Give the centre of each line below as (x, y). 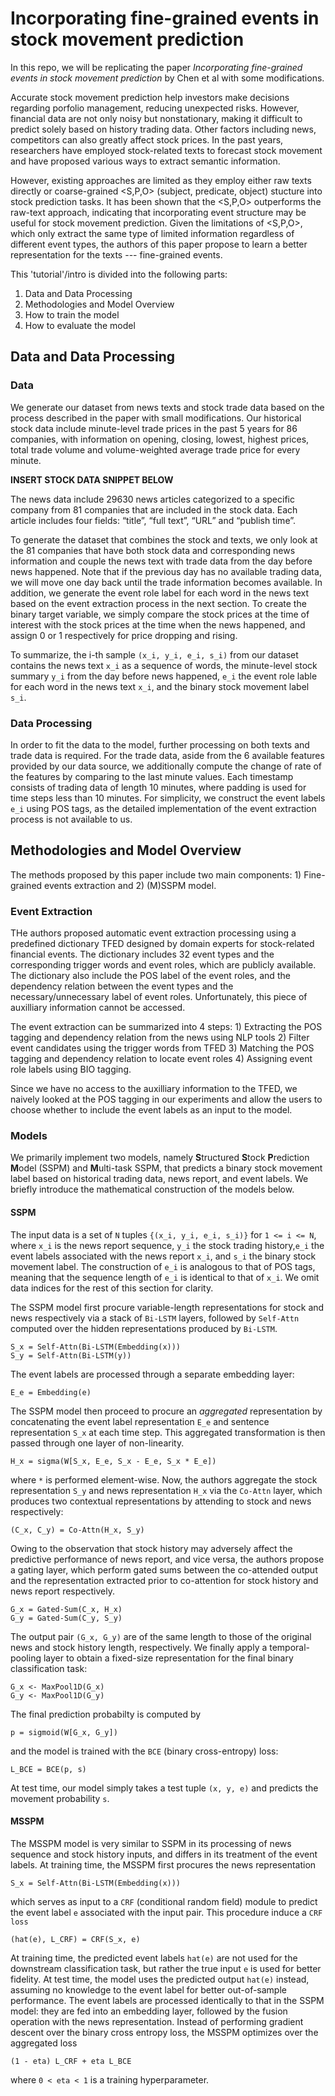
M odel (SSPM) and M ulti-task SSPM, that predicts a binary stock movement (166, 1168)
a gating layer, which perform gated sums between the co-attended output (164, 1569)
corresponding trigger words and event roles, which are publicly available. (163, 965)
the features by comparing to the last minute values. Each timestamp (152, 776)
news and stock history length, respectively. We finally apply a (139, 1647)
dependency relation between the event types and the (122, 986)
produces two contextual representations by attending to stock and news (161, 1501)
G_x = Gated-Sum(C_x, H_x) (66, 1609)
